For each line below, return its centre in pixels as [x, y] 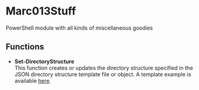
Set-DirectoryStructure [44, 61]
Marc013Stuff [41, 11]
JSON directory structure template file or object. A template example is [103, 74]
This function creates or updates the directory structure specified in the [104, 68]
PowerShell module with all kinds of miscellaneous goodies [79, 28]
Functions [25, 47]
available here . [33, 80]
